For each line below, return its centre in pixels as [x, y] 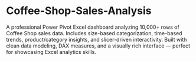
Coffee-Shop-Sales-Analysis [79, 11]
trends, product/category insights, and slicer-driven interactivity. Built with [97, 39]
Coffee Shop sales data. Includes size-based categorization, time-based [94, 33]
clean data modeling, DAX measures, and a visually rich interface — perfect [98, 46]
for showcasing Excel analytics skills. [51, 52]
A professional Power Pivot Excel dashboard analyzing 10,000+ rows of [93, 27]
